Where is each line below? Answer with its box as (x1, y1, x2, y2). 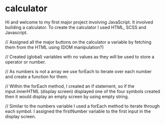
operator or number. (5, 59, 46, 65)
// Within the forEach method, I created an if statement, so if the (5, 83, 134, 89)
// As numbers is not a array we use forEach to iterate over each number (5, 68, 152, 74)
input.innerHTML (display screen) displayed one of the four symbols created (5, 88, 161, 94)
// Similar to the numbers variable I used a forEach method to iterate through (5, 103, 160, 109)
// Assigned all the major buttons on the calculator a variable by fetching (5, 39, 152, 45)
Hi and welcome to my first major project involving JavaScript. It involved (5, 19, 154, 25)
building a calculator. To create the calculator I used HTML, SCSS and (5, 24, 147, 30)
